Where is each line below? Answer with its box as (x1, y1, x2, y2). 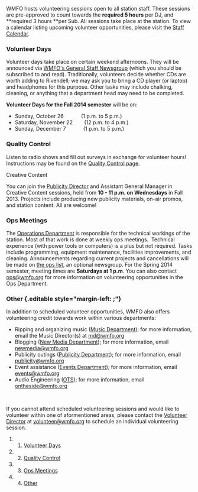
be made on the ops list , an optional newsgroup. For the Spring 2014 (6, 261, 173, 268)
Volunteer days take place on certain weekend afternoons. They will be (6, 59, 179, 66)
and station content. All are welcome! (6, 201, 97, 209)
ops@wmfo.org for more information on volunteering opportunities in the (6, 273, 183, 280)
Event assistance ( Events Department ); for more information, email (14, 364, 177, 371)
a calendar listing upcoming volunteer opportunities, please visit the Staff (6, 24, 184, 31)
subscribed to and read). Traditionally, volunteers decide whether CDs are (6, 71, 186, 78)
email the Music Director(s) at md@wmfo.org (14, 332, 125, 339)
